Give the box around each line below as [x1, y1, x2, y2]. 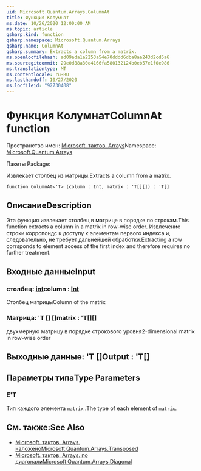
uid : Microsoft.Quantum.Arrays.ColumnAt [6, 9, 111, 15]
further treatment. [6, 249, 51, 256]
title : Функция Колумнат [6, 15, 69, 21]
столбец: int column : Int [6, 285, 80, 293]
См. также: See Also [6, 422, 85, 433]
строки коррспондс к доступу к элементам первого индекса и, [6, 229, 171, 236]
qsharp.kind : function [6, 32, 64, 38]
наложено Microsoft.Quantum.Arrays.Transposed [15, 445, 138, 452]
